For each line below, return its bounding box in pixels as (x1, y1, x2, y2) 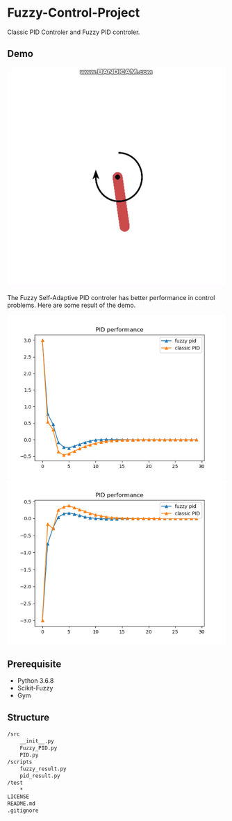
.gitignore (7, 807, 39, 814)
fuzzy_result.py (19, 765, 67, 772)
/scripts (7, 758, 33, 765)
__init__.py (19, 738, 54, 745)
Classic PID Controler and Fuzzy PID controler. (7, 28, 140, 36)
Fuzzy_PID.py (19, 745, 58, 752)
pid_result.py (19, 772, 60, 779)
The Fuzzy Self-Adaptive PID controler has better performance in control (7, 294, 215, 302)
